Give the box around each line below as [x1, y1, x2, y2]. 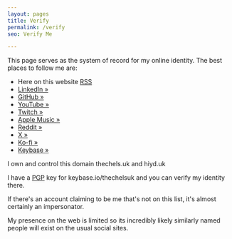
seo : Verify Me [7, 30, 53, 38]
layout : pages [7, 10, 50, 18]
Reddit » [17, 123, 43, 132]
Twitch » [17, 108, 43, 116]
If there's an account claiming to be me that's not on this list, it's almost [7, 195, 216, 203]
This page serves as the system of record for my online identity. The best [7, 56, 223, 65]
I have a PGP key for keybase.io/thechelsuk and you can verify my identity [7, 173, 226, 182]
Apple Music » [17, 116, 60, 124]
